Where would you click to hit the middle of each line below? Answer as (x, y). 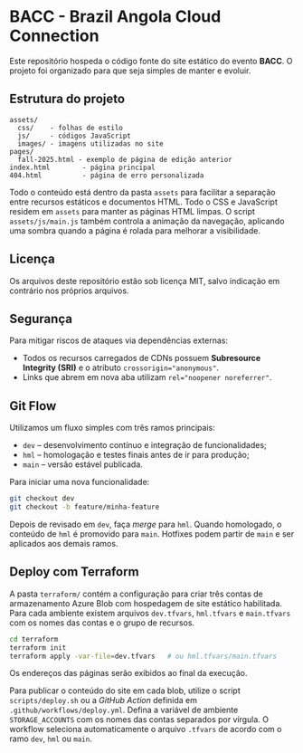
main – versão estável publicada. (82, 464)
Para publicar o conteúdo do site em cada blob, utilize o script (125, 691)
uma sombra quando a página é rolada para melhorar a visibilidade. (135, 230)
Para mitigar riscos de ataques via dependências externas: (119, 340)
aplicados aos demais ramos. (64, 543)
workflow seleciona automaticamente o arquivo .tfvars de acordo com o (146, 729)
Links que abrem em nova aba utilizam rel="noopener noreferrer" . (147, 377)
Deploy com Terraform (74, 572)
